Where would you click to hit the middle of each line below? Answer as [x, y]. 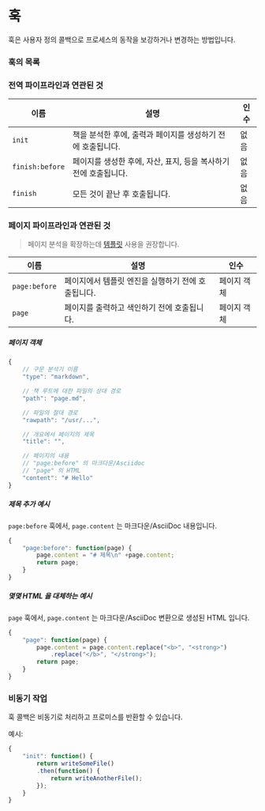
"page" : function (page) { [65, 640]
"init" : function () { [58, 756]
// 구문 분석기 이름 [50, 370]
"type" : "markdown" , [56, 377]
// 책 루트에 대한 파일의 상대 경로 [72, 391]
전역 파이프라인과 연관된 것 [56, 85]
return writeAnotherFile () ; [97, 778]
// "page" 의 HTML [52, 471]
